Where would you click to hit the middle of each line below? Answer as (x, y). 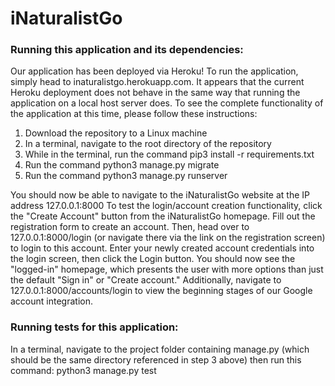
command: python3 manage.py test (83, 370)
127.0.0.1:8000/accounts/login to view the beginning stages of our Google (161, 291)
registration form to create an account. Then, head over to (130, 227)
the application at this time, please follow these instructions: (134, 114)
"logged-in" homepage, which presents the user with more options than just (167, 269)
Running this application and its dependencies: (127, 50)
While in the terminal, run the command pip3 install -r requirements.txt (169, 154)
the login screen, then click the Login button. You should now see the (153, 259)
